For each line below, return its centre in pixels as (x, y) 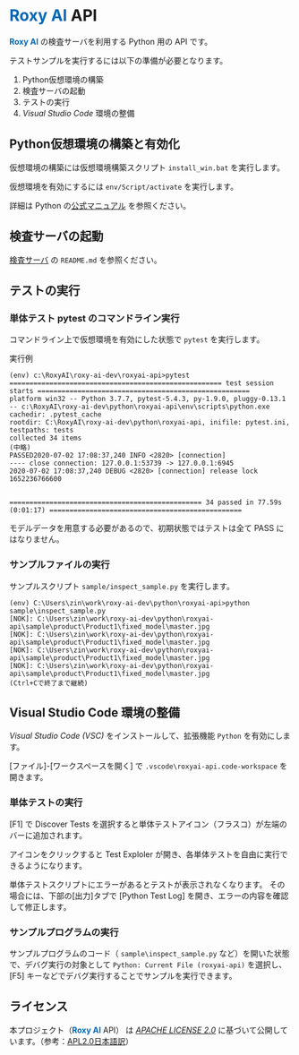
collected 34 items (46, 438)
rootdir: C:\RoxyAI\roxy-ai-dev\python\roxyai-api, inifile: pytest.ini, (150, 423)
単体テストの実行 (46, 802)
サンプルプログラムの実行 (64, 932)
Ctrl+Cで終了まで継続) (51, 683)
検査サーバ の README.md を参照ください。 (86, 260)
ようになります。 (56, 865)
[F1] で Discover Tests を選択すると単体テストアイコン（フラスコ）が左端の (149, 824)
